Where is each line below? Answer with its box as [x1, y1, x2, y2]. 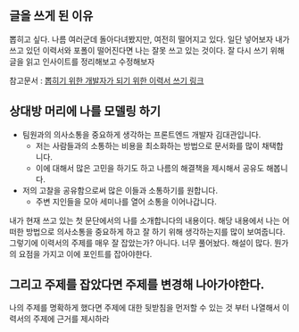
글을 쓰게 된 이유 [9, 8, 94, 24]
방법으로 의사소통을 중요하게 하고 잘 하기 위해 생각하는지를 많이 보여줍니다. [25, 226, 286, 237]
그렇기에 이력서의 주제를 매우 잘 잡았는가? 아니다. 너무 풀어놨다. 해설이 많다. [9, 237, 272, 248]
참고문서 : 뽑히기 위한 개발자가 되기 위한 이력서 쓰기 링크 [9, 75, 204, 86]
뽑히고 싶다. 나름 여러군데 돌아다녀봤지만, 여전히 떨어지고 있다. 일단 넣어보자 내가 [9, 34, 290, 45]
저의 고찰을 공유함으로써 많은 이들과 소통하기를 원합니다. [21, 185, 219, 195]
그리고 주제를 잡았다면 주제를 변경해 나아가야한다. [9, 278, 265, 293]
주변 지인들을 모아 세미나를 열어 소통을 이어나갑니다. [35, 195, 217, 207]
